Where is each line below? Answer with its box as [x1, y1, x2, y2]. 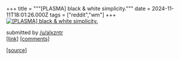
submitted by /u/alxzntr [6, 29, 64, 36]
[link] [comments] [6, 35, 50, 42]
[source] [6, 47, 27, 54]
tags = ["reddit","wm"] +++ [49, 11, 116, 18]
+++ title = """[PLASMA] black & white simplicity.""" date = [6, 5, 151, 12]
